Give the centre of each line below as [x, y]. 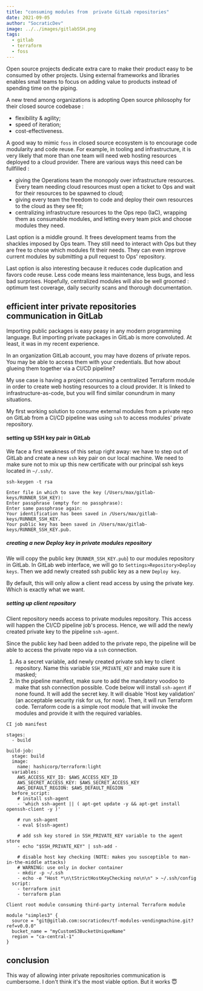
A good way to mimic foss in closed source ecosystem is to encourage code [102, 143]
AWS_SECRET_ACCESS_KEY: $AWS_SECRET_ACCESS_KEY [78, 783]
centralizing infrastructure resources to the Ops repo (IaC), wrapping [101, 212]
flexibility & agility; [38, 118]
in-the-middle [24, 862]
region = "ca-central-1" [43, 936]
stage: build [28, 756]
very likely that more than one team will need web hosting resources [92, 155]
